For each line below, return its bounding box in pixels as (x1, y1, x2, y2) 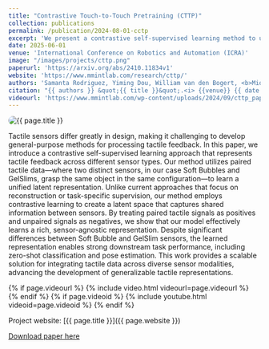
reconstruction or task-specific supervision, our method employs (8, 191, 223, 201)
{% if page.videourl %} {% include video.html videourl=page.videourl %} (8, 283, 250, 293)
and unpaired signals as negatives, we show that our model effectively (8, 217, 241, 226)
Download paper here (8, 331, 80, 341)
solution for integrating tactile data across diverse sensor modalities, (8, 259, 235, 269)
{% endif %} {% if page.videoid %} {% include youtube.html (8, 292, 207, 302)
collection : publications (8, 19, 94, 27)
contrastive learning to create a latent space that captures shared (8, 200, 224, 209)
